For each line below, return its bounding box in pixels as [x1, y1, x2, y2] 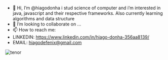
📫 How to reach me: [12, 27, 56, 33]
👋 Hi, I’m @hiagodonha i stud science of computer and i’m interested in [12, 5, 161, 11]
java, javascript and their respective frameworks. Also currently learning [12, 10, 163, 16]
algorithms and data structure [12, 16, 75, 21]
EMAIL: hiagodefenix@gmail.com [12, 40, 82, 45]
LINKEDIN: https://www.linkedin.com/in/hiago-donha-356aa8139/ [12, 34, 150, 40]
